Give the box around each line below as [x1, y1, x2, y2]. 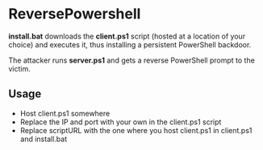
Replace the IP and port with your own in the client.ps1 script [19, 117, 222, 127]
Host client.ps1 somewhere [19, 108, 111, 118]
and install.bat [19, 134, 67, 144]
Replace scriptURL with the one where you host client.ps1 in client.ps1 [19, 125, 253, 135]
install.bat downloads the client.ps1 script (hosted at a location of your [8, 31, 246, 41]
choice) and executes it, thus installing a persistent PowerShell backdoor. [8, 39, 252, 49]
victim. [8, 63, 31, 73]
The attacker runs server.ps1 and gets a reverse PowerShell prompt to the [8, 55, 256, 65]
